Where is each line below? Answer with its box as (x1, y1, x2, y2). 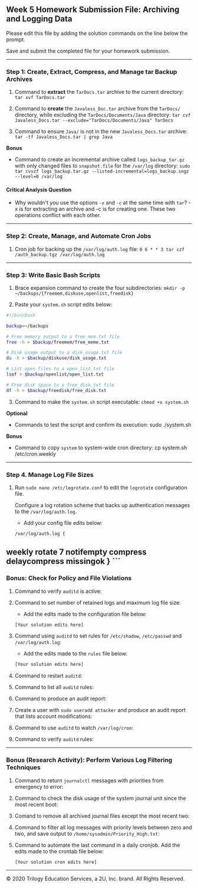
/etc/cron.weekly (14, 450, 56, 457)
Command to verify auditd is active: (14, 587, 102, 595)
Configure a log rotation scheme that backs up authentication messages (14, 501, 190, 508)
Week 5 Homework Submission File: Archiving (6, 5, 180, 15)
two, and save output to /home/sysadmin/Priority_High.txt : (14, 830, 160, 837)
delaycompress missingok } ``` (6, 556, 121, 566)
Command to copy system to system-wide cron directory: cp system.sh (14, 444, 187, 451)
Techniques (6, 763, 41, 772)
